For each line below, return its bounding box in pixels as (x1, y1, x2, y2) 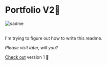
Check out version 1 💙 (5, 54, 49, 60)
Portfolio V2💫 (5, 4, 60, 16)
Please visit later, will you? (5, 44, 58, 50)
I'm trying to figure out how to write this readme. (5, 35, 103, 41)
